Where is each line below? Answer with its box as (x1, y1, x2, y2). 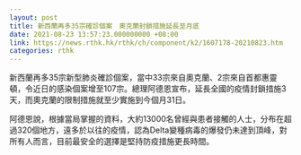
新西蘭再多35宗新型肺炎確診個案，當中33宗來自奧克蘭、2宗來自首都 (9, 73, 262, 83)
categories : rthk (9, 47, 75, 56)
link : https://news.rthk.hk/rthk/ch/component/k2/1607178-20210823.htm (9, 38, 283, 47)
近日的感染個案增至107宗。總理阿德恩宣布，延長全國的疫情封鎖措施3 (32, 83, 287, 94)
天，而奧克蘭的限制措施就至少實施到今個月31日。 (9, 95, 191, 106)
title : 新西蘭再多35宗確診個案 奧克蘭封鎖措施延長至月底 (9, 22, 199, 30)
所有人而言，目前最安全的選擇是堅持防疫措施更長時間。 (9, 136, 214, 147)
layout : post (9, 13, 58, 22)
